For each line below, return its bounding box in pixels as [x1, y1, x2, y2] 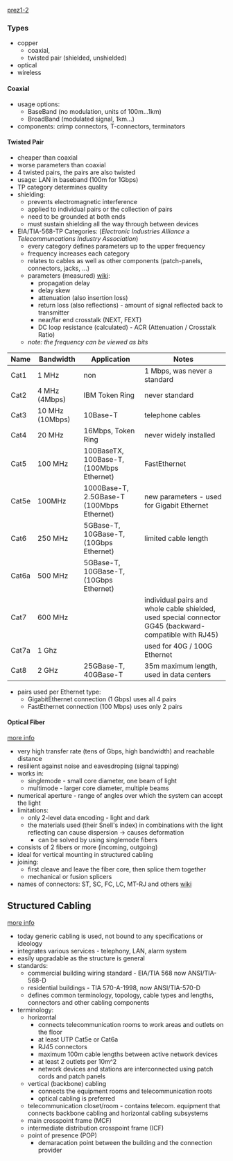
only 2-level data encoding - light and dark [27, 813, 150, 821]
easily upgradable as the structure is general [17, 954, 146, 962]
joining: [17, 858, 39, 866]
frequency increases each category [27, 249, 130, 258]
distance [17, 754, 43, 762]
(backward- [165, 621, 206, 630]
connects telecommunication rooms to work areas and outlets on [37, 1020, 224, 1028]
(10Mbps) [37, 415, 71, 424]
